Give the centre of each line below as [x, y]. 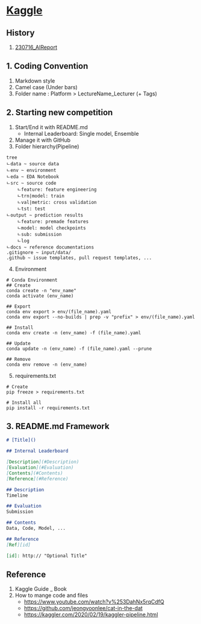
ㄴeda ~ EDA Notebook [32, 177]
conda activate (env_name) [40, 296]
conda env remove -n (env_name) [47, 365]
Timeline [17, 495]
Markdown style [35, 81]
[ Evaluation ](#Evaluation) [40, 468]
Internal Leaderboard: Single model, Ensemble [82, 133]
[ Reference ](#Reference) [37, 479]
